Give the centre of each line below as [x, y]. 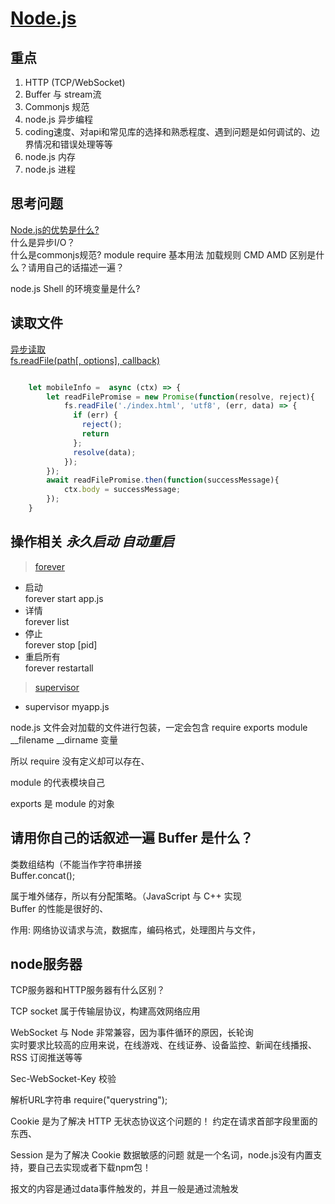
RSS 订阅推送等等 [46, 1058]
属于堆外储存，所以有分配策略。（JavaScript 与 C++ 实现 [126, 896]
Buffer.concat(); [43, 875]
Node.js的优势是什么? [55, 229]
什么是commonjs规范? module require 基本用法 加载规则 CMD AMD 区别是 [163, 254]
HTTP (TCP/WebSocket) [75, 82]
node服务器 [46, 963]
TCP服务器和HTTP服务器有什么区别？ [88, 990]
